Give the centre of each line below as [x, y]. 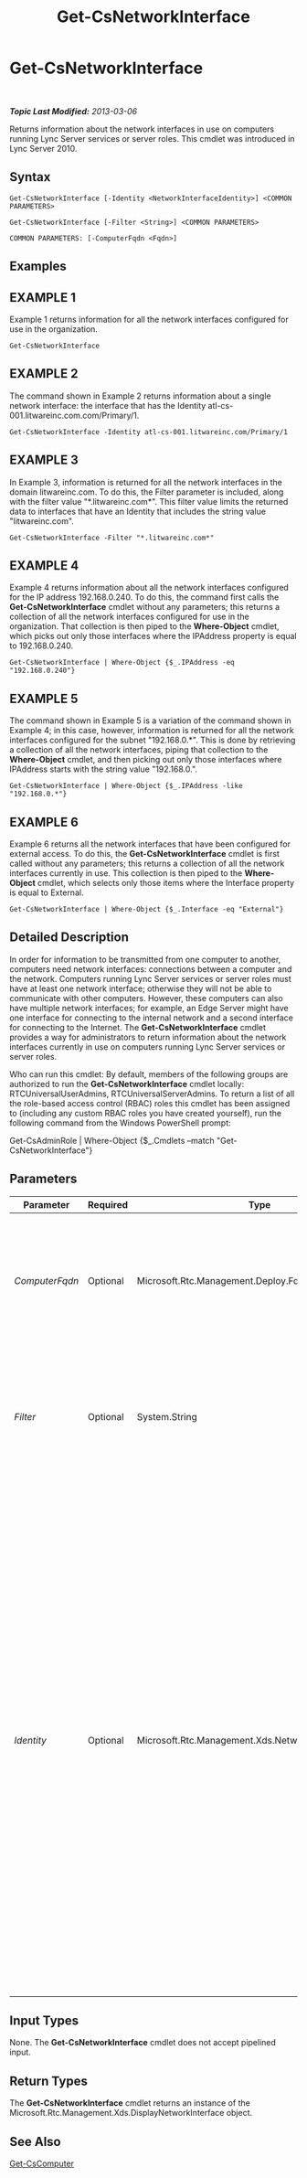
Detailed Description [69, 938]
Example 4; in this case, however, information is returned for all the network [152, 731]
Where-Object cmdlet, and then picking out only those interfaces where [146, 760]
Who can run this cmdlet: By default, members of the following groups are [149, 1074]
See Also [35, 2141]
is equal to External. [47, 892]
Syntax [30, 177]
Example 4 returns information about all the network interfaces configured [149, 588]
